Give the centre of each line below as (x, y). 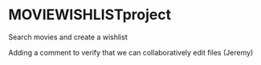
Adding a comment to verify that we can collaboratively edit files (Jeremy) (131, 52)
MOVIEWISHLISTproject (90, 15)
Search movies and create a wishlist (68, 37)
